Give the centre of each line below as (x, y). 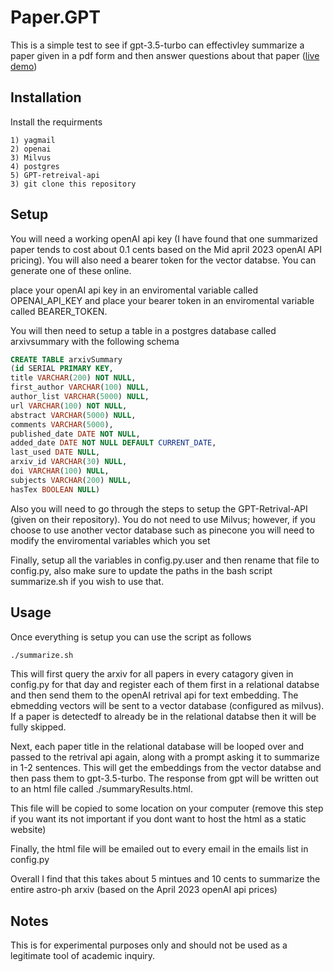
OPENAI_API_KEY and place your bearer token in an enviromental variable (162, 300)
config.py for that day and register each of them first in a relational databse (165, 685)
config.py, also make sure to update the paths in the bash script (141, 570)
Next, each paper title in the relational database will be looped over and (157, 747)
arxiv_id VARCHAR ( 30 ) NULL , (69, 462)
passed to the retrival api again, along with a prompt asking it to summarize (165, 757)
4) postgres (35, 166)
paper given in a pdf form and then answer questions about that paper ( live (165, 55)
